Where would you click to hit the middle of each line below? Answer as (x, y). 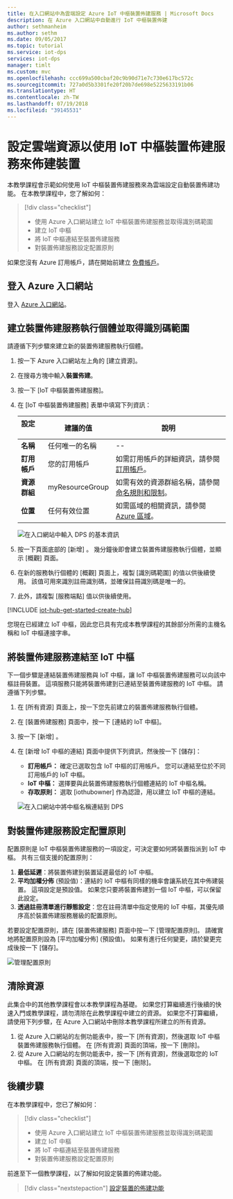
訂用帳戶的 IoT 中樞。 (58, 775)
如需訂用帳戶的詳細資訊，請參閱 (168, 459)
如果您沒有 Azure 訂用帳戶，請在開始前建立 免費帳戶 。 (85, 262)
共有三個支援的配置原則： (57, 857)
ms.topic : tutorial (35, 46)
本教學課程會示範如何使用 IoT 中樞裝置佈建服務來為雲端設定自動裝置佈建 (110, 184)
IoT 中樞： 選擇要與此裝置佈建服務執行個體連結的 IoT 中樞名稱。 (119, 784)
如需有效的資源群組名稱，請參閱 (168, 483)
